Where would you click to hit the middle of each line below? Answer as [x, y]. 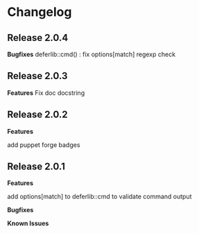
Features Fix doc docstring [46, 93]
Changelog [40, 12]
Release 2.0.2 [37, 115]
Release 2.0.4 [38, 38]
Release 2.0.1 [36, 167]
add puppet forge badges [44, 145]
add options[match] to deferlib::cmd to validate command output [99, 197]
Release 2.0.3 [37, 76]
